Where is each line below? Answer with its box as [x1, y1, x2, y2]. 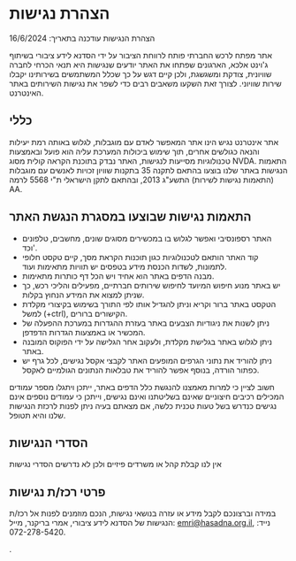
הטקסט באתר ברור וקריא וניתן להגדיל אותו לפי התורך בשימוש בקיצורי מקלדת [21, 298, 277, 309]
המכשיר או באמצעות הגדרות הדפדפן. [21, 327, 146, 337]
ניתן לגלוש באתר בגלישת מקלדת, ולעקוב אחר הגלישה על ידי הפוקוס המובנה [21, 336, 272, 347]
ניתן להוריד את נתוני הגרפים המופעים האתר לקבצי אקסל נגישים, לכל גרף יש [21, 355, 272, 365]
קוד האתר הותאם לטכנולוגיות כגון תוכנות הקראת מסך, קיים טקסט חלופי [21, 251, 259, 262]
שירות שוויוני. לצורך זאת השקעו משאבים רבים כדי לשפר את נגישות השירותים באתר [9, 78, 283, 88]
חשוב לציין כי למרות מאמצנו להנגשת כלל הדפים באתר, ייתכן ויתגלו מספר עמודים [9, 381, 276, 392]
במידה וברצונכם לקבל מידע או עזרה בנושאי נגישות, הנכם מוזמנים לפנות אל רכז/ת [9, 508, 277, 519]
